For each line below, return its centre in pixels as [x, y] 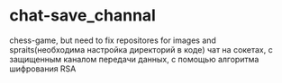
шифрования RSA [43, 69]
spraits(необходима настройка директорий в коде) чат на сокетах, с [141, 49]
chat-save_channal [82, 16]
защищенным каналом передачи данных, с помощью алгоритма [134, 59]
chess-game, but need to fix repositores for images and [113, 40]
